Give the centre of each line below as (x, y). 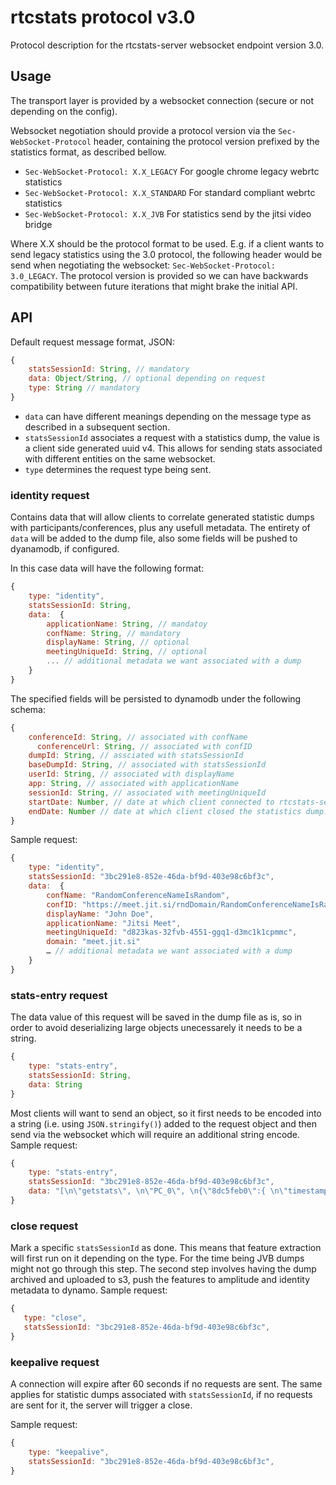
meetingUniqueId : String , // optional (127, 652)
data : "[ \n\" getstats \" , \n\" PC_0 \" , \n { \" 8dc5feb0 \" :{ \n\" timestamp (178, 1191)
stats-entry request (59, 995)
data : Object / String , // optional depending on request (147, 379)
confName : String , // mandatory (114, 633)
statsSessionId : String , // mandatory (109, 369)
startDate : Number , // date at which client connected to (151, 802)
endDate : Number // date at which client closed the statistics (165, 811)
